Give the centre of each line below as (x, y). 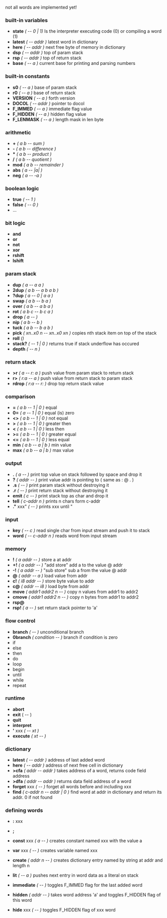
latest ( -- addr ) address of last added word (59, 760)
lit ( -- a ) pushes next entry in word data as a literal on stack (75, 875)
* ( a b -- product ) (32, 154)
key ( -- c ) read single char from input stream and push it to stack (81, 530)
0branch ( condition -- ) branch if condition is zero (65, 637)
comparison (20, 397)
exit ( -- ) (22, 714)
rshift (18, 256)
